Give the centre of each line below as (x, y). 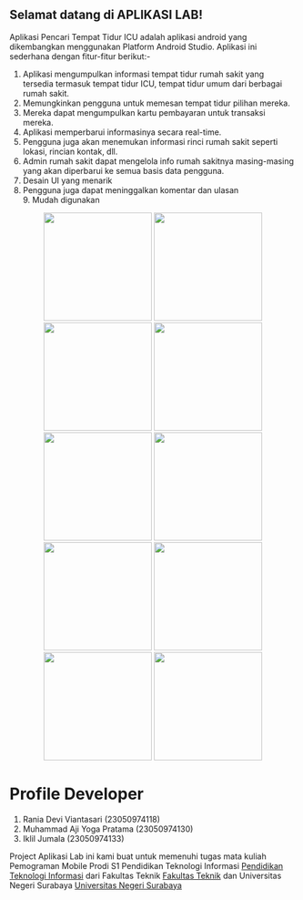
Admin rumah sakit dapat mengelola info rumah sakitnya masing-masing (158, 161)
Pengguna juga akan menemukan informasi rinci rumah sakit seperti (150, 141)
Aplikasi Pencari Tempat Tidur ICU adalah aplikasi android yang (128, 36)
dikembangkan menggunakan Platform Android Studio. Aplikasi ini (133, 46)
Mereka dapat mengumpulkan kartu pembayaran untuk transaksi (144, 112)
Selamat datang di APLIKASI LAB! (106, 15)
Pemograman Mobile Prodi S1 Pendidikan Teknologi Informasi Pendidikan (146, 865)
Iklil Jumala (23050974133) (73, 838)
